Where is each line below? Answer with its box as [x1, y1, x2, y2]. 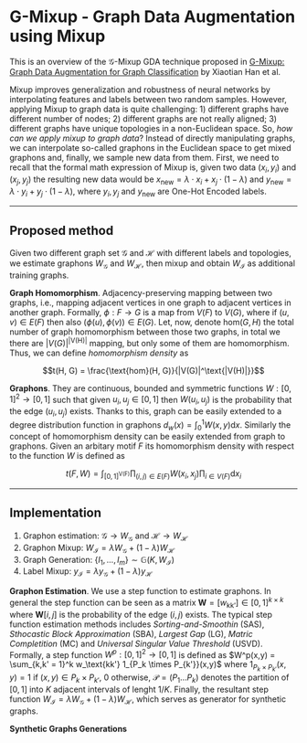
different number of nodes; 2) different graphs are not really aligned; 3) [9, 112, 277, 124]
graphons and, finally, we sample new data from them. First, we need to [9, 152, 280, 163]
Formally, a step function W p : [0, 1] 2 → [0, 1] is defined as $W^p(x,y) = [9, 647, 276, 660]
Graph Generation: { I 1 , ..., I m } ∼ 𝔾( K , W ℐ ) [22, 554, 175, 568]
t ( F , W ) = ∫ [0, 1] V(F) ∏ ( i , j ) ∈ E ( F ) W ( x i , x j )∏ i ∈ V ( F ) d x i [65, 468, 242, 482]
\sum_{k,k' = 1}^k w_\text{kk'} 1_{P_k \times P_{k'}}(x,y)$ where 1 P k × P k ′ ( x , [9, 659, 287, 674]
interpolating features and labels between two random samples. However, [9, 93, 288, 104]
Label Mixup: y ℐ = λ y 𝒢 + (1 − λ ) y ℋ [22, 566, 153, 579]
